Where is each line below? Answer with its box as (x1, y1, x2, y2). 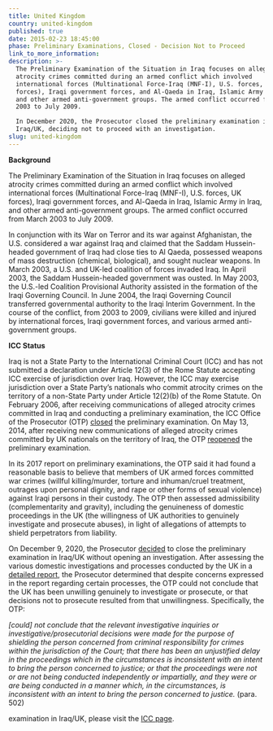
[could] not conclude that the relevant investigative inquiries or (8, 619, 219, 629)
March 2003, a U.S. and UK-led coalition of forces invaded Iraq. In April (8, 264, 246, 274)
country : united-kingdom (8, 20, 93, 28)
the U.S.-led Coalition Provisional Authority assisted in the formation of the (8, 282, 258, 291)
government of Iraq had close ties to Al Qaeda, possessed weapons (35, 247, 262, 256)
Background (8, 155, 51, 164)
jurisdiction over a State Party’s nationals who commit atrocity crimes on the (8, 382, 263, 392)
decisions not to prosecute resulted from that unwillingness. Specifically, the (8, 595, 265, 605)
